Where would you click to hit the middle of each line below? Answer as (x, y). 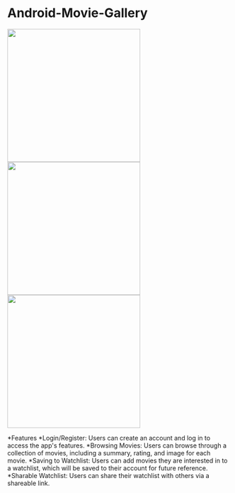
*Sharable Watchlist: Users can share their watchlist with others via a (109, 475)
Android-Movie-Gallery (78, 13)
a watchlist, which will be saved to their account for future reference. (108, 468)
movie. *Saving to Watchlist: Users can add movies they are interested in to (117, 460)
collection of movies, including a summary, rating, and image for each (109, 453)
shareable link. (29, 483)
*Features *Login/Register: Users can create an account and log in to (109, 438)
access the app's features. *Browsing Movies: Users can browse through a (117, 445)
